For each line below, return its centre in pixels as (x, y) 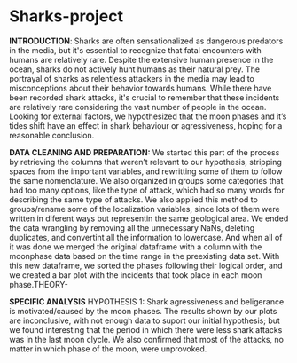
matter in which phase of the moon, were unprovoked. (108, 349)
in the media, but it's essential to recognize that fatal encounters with (135, 50)
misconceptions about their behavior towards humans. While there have (141, 88)
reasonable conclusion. (52, 135)
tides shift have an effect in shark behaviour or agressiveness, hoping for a (146, 125)
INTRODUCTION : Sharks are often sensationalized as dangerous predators (146, 41)
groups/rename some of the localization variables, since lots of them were (145, 209)
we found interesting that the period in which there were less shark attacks (146, 329)
